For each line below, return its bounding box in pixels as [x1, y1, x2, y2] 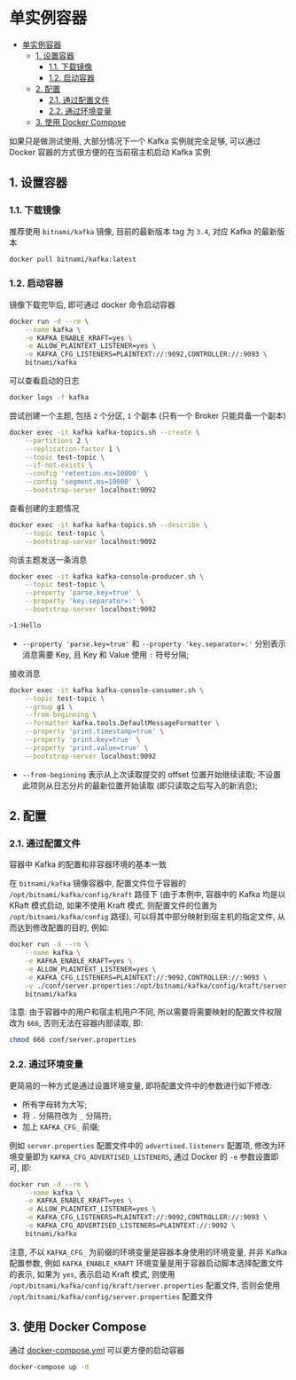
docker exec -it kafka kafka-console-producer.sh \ [9, 572, 204, 581]
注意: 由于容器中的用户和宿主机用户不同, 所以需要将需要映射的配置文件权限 [9, 1006, 282, 1017]
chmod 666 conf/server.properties [9, 1036, 137, 1045]
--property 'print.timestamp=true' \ [25, 727, 165, 737]
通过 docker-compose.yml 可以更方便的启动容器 [9, 1345, 185, 1355]
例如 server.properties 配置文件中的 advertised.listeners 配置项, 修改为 [9, 1139, 278, 1150]
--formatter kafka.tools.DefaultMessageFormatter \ [25, 719, 220, 728]
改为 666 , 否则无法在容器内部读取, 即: [9, 1018, 144, 1029]
